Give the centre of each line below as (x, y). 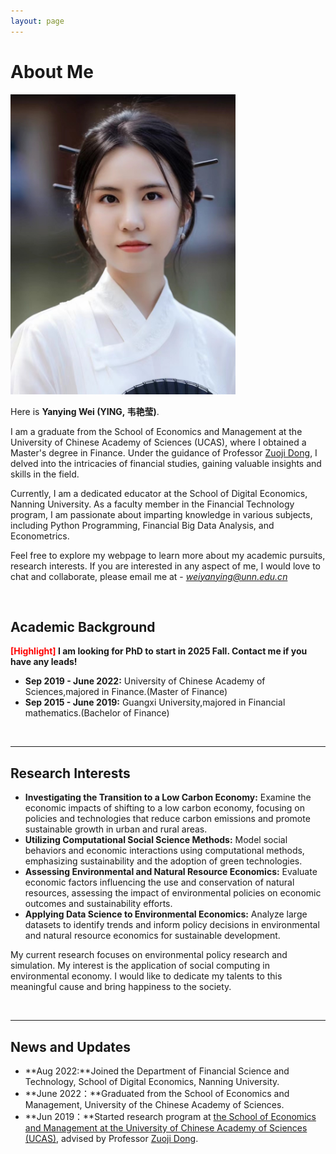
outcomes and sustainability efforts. (98, 904)
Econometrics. (40, 536)
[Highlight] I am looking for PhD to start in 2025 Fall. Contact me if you (159, 651)
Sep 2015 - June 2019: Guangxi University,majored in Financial (155, 702)
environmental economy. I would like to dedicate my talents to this (146, 976)
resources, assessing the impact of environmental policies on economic (173, 893)
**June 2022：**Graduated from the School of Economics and (157, 1093)
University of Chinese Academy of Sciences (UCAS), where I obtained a (158, 442)
